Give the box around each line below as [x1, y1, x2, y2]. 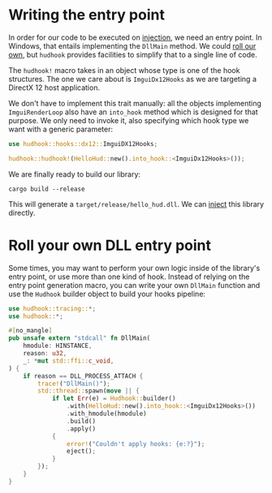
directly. [8, 208, 36, 217]
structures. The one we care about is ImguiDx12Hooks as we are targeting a [8, 74, 257, 84]
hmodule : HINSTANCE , [23, 342, 93, 350]
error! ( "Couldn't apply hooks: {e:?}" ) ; [66, 439, 205, 448]
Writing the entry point [8, 6, 165, 24]
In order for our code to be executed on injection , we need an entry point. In [8, 32, 262, 42]
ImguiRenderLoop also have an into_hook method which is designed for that [8, 107, 258, 117]
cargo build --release [8, 185, 85, 193]
